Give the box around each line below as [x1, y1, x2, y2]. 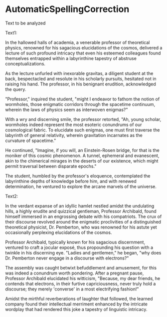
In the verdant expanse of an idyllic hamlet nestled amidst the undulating [5, 202, 155, 208]
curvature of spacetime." [5, 137, 56, 143]
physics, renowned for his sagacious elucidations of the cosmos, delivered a [5, 44, 163, 50]
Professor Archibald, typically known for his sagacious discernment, [5, 239, 146, 245]
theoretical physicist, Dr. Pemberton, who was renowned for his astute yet [5, 224, 157, 230]
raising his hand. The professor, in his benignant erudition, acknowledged [5, 81, 156, 87]
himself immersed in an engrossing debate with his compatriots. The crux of [5, 213, 162, 219]
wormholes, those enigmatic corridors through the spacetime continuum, [5, 101, 156, 107]
